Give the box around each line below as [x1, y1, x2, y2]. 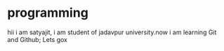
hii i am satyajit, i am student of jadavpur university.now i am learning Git [7, 28, 217, 36]
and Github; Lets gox [7, 35, 68, 43]
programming [7, 5, 89, 21]
